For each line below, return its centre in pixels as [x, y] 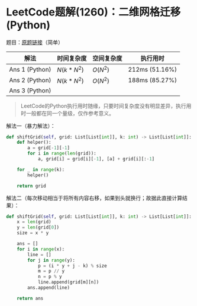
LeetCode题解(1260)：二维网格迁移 [93, 12]
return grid [31, 186]
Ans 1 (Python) [30, 69]
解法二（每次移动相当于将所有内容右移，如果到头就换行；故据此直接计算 [94, 198]
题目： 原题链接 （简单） [35, 42]
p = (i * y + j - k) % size [72, 266]
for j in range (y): [51, 260]
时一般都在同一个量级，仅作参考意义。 [67, 113]
